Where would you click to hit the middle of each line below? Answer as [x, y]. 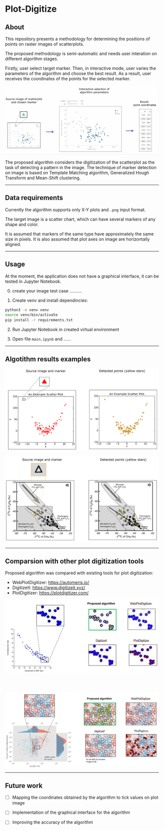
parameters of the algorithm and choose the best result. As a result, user [78, 73]
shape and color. [22, 224]
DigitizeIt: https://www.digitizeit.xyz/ [49, 588]
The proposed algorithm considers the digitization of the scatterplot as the [80, 162]
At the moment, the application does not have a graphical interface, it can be [82, 276]
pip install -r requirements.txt [39, 320]
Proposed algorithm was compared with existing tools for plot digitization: [79, 573]
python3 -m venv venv [27, 310]
